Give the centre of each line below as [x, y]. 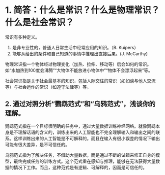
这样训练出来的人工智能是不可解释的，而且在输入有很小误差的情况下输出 [87, 138]
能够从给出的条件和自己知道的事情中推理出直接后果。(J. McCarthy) [80, 53]
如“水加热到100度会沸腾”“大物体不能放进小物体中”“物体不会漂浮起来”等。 [79, 70]
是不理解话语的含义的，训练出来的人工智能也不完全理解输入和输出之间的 [82, 132]
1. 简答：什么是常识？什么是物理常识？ [82, 10]
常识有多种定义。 [22, 37]
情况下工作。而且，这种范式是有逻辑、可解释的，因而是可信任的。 [80, 167]
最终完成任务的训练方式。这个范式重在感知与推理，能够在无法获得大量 [84, 161]
